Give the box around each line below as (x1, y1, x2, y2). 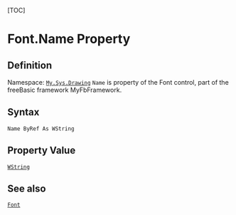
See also (7, 183, 46, 195)
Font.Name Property (7, 31, 131, 47)
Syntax (7, 106, 40, 118)
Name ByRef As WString (7, 125, 75, 132)
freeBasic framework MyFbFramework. (7, 85, 122, 94)
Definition (7, 59, 52, 71)
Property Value (7, 145, 76, 157)
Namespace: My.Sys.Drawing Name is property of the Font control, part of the (7, 78, 229, 86)
